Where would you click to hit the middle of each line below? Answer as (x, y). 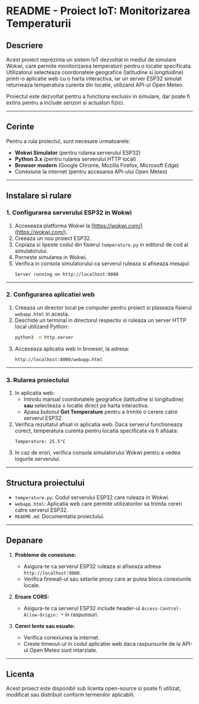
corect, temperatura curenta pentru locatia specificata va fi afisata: (97, 431)
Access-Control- (162, 609)
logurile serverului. (38, 458)
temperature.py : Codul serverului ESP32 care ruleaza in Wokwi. (92, 497)
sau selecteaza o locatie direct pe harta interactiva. (86, 405)
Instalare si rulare (39, 196)
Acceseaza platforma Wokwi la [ (54, 225)
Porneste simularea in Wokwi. (51, 257)
